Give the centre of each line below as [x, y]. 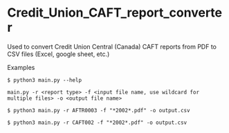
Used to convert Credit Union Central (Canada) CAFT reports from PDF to [112, 46]
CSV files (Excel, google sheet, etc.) [58, 54]
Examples [21, 67]
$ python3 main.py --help [44, 80]
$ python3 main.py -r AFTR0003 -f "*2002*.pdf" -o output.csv [99, 110]
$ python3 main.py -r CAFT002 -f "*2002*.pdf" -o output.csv [97, 123]
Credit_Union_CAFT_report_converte [115, 13]
